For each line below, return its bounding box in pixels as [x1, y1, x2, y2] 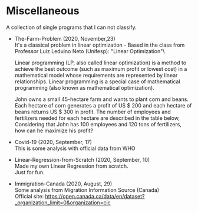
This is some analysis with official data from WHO [14, 145, 136, 152]
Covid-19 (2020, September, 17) [14, 138, 93, 145]
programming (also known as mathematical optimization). [14, 84, 154, 91]
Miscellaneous [6, 4, 80, 18]
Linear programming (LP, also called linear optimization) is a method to [14, 59, 187, 66]
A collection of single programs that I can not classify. [6, 24, 137, 31]
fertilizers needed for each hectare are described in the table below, [14, 114, 180, 122]
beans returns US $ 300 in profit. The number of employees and [14, 108, 171, 115]
